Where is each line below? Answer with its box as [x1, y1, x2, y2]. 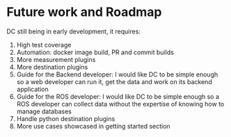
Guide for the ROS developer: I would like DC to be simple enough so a [16, 92, 220, 101]
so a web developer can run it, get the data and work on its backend [16, 77, 213, 86]
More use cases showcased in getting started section [16, 122, 171, 130]
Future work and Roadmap [6, 4, 162, 20]
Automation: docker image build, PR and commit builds [16, 48, 175, 56]
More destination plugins [16, 63, 88, 71]
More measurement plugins [16, 55, 96, 63]
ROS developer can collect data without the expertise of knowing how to [16, 99, 225, 108]
